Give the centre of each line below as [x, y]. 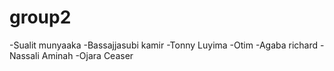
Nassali [24, 55]
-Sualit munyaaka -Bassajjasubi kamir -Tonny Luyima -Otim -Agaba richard [164, 45]
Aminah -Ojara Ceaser [87, 55]
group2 [40, 17]
